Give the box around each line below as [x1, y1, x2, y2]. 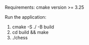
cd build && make [12, 29, 49, 35]
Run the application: [5, 14, 47, 20]
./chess [12, 35, 28, 40]
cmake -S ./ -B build [12, 24, 54, 30]
